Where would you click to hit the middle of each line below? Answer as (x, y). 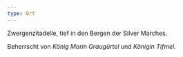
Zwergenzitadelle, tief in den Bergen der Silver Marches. (87, 33)
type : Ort (21, 13)
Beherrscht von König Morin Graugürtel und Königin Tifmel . (91, 46)
